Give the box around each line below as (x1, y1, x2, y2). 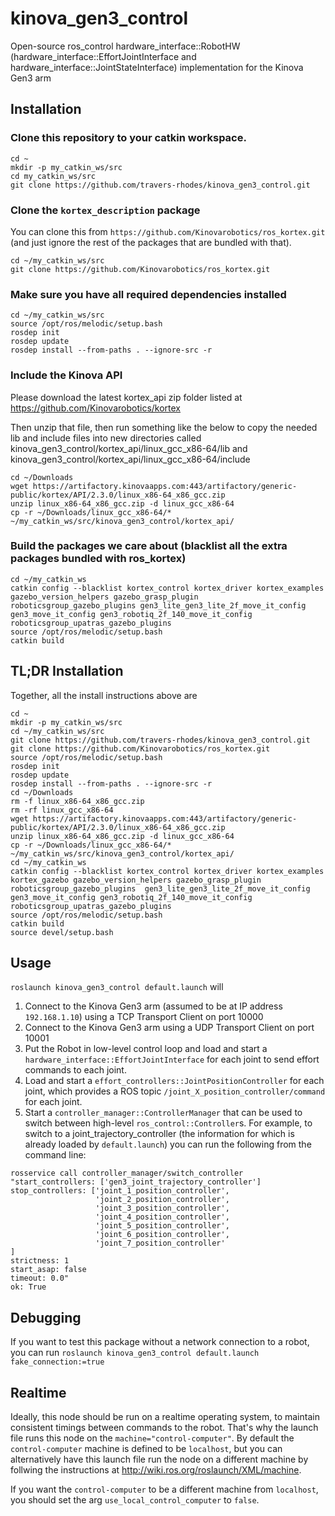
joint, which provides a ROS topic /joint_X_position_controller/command (24, 1085, 326, 1097)
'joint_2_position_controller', (95, 1195, 230, 1205)
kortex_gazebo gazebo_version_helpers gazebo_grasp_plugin (10, 875, 262, 885)
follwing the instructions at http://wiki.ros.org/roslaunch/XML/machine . (10, 1464, 302, 1476)
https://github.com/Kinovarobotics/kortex (10, 402, 182, 414)
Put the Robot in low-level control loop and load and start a (24, 1043, 268, 1055)
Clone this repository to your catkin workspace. (10, 131, 247, 145)
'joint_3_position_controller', (95, 1203, 230, 1214)
